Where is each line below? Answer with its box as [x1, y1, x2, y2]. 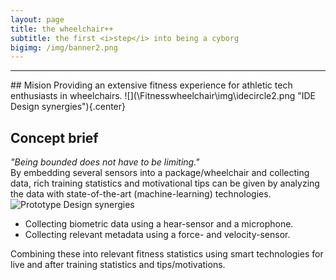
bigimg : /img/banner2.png [10, 42, 118, 53]
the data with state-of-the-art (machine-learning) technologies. [10, 188, 272, 200]
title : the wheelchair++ [10, 24, 114, 34]
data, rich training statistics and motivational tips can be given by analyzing [10, 177, 320, 190]
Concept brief [10, 129, 99, 146]
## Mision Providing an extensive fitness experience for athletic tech [10, 79, 293, 91]
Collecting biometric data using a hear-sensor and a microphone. [24, 218, 294, 230]
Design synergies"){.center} [10, 101, 127, 113]
